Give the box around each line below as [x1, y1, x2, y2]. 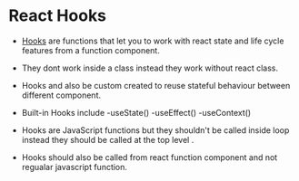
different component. [21, 90, 102, 100]
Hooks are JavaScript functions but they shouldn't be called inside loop [21, 124, 290, 136]
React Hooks [8, 5, 106, 26]
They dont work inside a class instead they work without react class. [21, 62, 279, 73]
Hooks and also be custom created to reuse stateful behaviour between [21, 80, 291, 90]
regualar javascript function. [21, 161, 128, 172]
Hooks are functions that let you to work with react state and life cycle [21, 35, 284, 46]
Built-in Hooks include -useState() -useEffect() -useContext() [21, 107, 252, 118]
